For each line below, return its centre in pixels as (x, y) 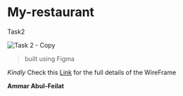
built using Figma (50, 59)
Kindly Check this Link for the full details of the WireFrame (92, 72)
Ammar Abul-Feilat (36, 85)
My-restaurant (51, 12)
